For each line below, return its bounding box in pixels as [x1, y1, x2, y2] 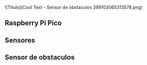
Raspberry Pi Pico [5, 19, 62, 27]
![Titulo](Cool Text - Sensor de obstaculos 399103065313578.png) [5, 5, 143, 10]
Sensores [5, 36, 36, 44]
